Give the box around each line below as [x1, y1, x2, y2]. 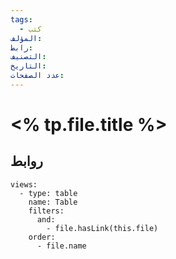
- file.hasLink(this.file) [46, 223, 159, 233]
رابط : [10, 42, 33, 53]
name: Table [28, 197, 78, 207]
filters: [28, 206, 65, 216]
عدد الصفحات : [10, 71, 65, 81]
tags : [10, 14, 33, 25]
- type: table [19, 188, 78, 198]
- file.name [36, 241, 87, 251]
